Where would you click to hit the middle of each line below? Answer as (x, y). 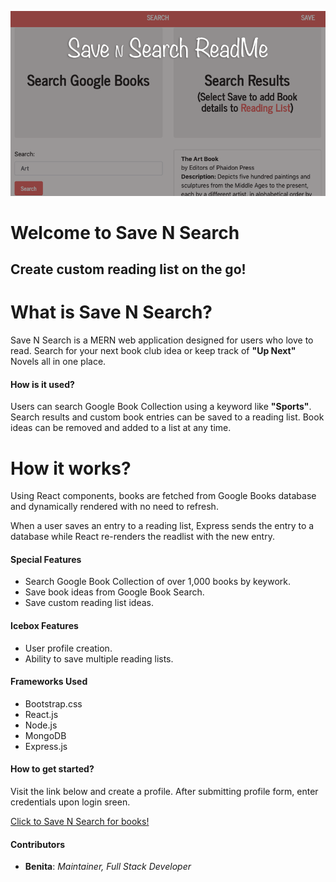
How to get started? (52, 769)
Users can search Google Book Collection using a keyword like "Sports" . (161, 407)
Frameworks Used (49, 682)
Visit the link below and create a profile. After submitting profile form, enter (164, 792)
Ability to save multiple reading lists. (99, 658)
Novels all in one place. (58, 362)
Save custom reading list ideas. (89, 603)
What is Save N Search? (111, 312)
